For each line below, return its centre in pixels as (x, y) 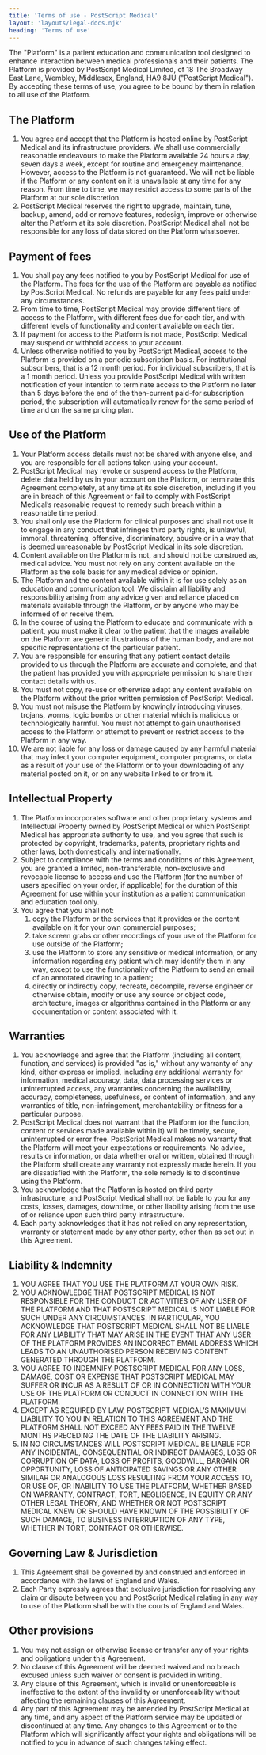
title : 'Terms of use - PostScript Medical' (84, 15)
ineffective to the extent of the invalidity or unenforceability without (130, 1692)
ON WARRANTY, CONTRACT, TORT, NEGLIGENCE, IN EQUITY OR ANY (136, 1494)
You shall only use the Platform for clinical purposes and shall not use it (137, 521)
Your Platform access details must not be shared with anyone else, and (136, 454)
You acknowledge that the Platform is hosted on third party (116, 1190)
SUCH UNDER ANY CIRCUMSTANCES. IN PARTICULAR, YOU (120, 1318)
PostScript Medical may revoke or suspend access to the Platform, (129, 470)
